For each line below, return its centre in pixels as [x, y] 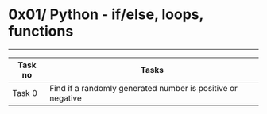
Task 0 [25, 93]
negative [65, 98]
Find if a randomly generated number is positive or [143, 88]
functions [41, 31]
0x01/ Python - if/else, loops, [106, 15]
